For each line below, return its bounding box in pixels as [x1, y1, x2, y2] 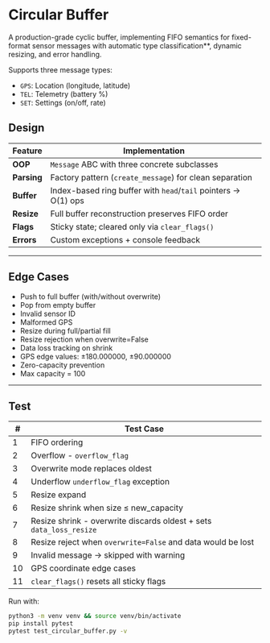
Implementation [123, 145, 185, 156]
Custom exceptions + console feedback [50, 234, 201, 245]
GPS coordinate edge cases [31, 562, 137, 574]
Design [8, 121, 45, 135]
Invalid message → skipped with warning [31, 550, 186, 561]
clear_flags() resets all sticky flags [31, 576, 166, 587]
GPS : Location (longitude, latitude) [19, 81, 131, 90]
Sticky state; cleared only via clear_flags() [50, 221, 215, 232]
